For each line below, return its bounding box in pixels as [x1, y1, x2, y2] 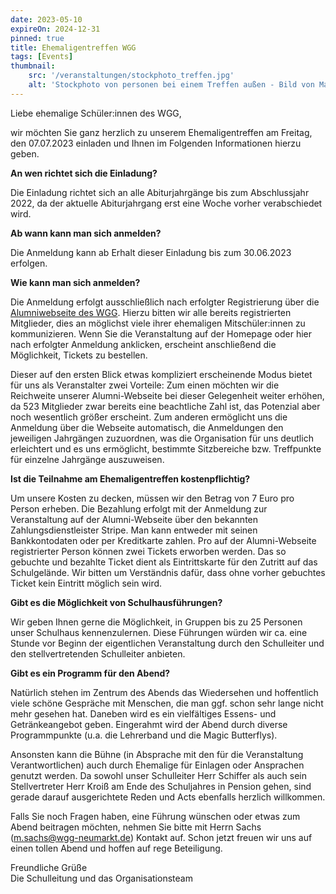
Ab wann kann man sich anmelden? [10, 227, 162, 239]
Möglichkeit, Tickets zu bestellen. [10, 349, 148, 361]
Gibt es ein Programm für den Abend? [10, 667, 171, 679]
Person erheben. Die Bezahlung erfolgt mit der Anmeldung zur [10, 502, 268, 515]
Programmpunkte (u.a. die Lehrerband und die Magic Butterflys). [10, 729, 278, 741]
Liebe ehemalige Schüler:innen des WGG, [10, 107, 182, 119]
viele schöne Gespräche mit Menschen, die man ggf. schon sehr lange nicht [10, 697, 324, 709]
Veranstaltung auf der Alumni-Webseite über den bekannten [10, 513, 259, 525]
